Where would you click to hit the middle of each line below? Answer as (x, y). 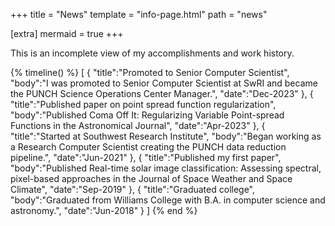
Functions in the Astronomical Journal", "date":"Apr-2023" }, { (138, 125)
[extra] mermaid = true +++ (67, 33)
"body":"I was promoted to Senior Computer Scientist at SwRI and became (164, 83)
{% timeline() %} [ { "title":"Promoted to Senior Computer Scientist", (150, 72)
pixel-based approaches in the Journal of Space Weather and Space (151, 178)
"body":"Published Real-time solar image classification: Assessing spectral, (166, 168)
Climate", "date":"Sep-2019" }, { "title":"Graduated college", (133, 189)
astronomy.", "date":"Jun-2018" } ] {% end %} (104, 210)
